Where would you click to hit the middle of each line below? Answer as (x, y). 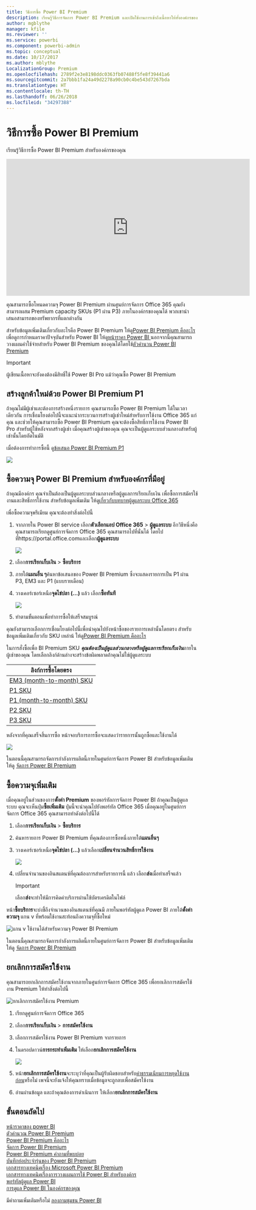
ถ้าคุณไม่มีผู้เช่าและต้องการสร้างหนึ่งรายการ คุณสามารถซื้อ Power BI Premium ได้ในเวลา (97, 408)
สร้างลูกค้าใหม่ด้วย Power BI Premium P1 (75, 393)
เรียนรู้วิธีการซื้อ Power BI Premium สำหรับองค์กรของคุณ (66, 150)
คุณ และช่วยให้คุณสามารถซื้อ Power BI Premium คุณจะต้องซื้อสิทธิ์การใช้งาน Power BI (97, 422)
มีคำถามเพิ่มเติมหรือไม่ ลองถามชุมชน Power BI (54, 1200)
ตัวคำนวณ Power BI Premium (40, 1133)
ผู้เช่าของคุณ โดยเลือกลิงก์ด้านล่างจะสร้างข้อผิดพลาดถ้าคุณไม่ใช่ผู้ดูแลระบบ (79, 655)
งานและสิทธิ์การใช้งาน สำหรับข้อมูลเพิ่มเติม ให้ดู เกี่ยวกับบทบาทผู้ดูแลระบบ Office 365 (92, 500)
